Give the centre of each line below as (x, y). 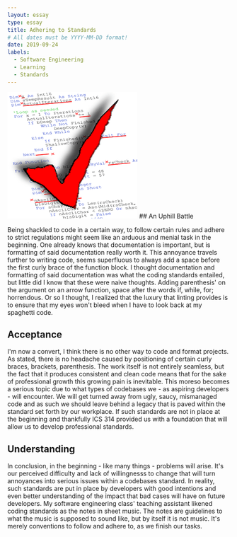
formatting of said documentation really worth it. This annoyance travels (112, 252)
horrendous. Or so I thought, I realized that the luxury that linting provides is (118, 297)
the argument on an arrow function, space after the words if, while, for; (110, 289)
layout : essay (28, 15)
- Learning (30, 67)
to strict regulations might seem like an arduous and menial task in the (109, 237)
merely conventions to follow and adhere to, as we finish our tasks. (105, 526)
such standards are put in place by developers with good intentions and (112, 489)
